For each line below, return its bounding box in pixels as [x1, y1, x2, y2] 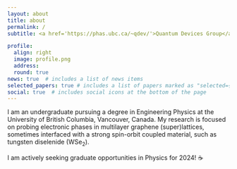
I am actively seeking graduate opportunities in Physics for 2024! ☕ [7, 154, 204, 162]
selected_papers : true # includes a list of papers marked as [7, 82, 194, 89]
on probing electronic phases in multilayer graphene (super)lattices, [7, 123, 205, 131]
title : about [7, 17, 46, 24]
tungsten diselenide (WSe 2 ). [7, 138, 90, 148]
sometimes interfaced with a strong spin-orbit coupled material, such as [7, 130, 217, 139]
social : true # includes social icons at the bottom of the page [7, 89, 207, 96]
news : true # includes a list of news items [7, 75, 143, 82]
